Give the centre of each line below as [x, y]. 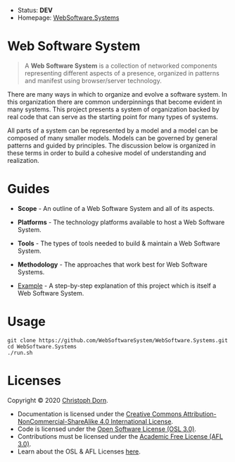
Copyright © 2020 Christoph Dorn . [58, 400]
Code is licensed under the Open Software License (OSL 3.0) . [107, 429]
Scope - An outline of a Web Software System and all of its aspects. [116, 208]
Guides [29, 189]
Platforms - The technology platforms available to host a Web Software [121, 222]
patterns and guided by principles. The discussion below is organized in [112, 145]
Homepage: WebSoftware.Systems [68, 18]
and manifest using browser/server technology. [93, 80]
